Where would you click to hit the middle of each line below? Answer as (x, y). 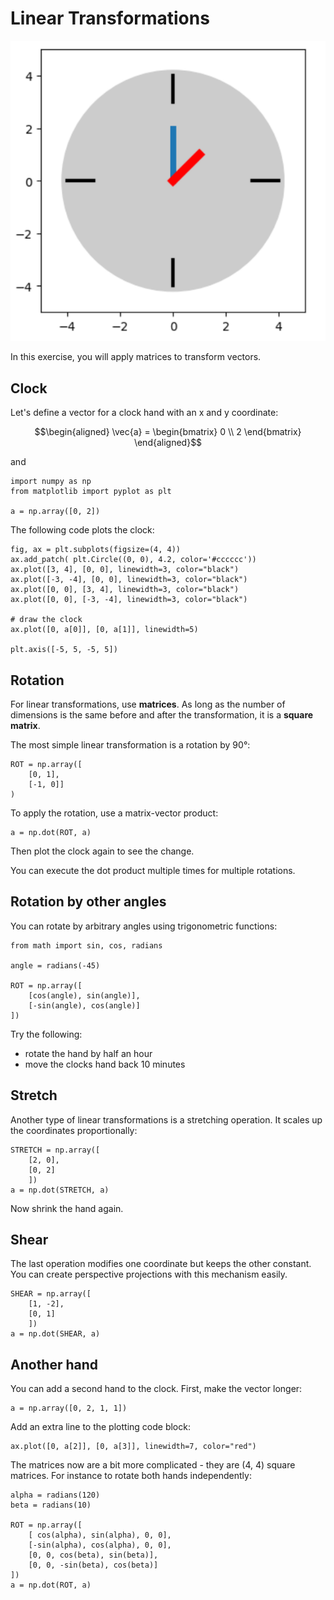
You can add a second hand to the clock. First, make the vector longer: (156, 1389)
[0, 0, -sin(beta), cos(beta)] (93, 1565)
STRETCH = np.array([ (55, 1150)
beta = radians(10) (51, 1505)
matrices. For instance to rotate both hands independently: (131, 1476)
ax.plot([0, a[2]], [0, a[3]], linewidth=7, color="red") (133, 1447)
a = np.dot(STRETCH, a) (60, 1190)
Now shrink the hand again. (67, 1208)
